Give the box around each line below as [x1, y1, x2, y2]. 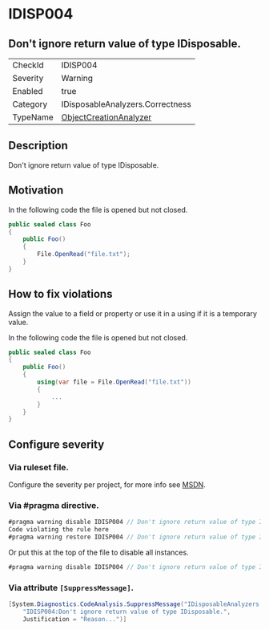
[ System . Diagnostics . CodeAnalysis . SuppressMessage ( [8, 600, 184, 608]
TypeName [12, 112, 54, 123]
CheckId [12, 59, 44, 71]
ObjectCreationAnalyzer [61, 112, 152, 123]
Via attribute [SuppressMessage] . [8, 582, 134, 593]
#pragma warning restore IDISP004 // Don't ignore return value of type [8, 533, 256, 542]
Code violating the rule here [8, 526, 110, 534]
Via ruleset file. [8, 461, 70, 473]
